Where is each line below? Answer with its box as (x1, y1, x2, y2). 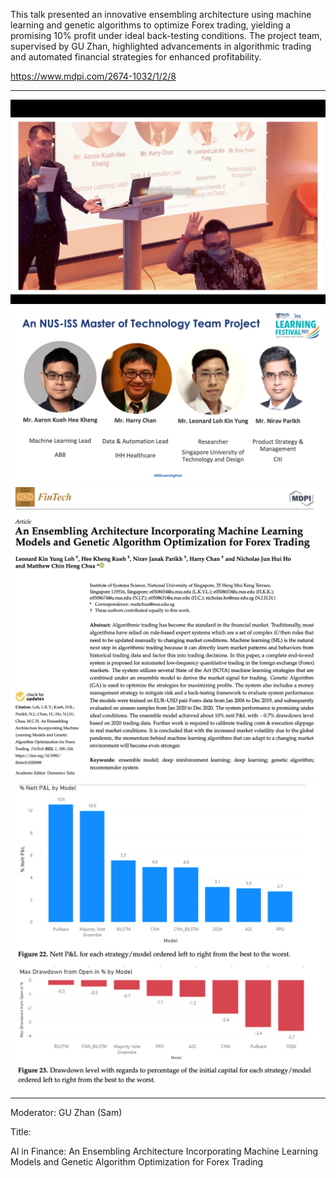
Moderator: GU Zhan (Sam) (10, 1107, 123, 1119)
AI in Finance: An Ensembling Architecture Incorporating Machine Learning (10, 1145, 319, 1158)
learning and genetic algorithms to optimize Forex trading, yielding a (10, 19, 292, 31)
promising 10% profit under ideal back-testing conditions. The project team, (10, 30, 323, 41)
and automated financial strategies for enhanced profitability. (10, 51, 262, 63)
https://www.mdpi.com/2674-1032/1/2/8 (10, 70, 177, 82)
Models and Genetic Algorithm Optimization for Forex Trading (10, 1156, 264, 1168)
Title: (10, 1126, 32, 1138)
